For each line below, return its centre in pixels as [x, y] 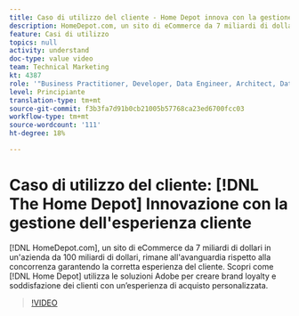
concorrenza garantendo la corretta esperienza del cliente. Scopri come [141, 266]
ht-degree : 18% [37, 134]
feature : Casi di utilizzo [59, 34]
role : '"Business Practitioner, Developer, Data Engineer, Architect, [143, 84]
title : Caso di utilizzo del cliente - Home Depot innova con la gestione [151, 17]
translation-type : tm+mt [55, 100]
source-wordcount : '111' [55, 126]
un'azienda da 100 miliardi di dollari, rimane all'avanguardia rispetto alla [140, 257]
